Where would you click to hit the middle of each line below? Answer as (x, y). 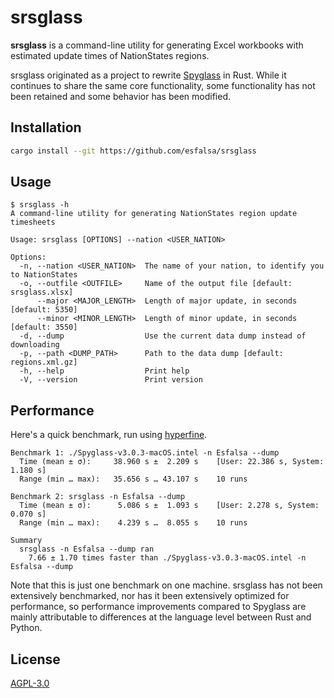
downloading (35, 345)
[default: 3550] (44, 327)
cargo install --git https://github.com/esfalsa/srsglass (133, 151)
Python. (26, 628)
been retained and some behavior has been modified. (121, 96)
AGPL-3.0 (30, 683)
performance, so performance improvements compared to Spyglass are (158, 607)
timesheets (33, 222)
